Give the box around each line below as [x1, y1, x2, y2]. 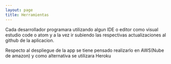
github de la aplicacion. [5, 37, 55, 44]
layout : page [5, 7, 33, 13]
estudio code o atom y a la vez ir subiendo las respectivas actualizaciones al [5, 32, 166, 38]
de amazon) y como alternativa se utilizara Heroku [5, 52, 111, 59]
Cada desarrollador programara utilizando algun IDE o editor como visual [5, 26, 159, 32]
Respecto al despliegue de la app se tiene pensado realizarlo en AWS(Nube [5, 47, 164, 53]
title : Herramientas [5, 12, 50, 17]
